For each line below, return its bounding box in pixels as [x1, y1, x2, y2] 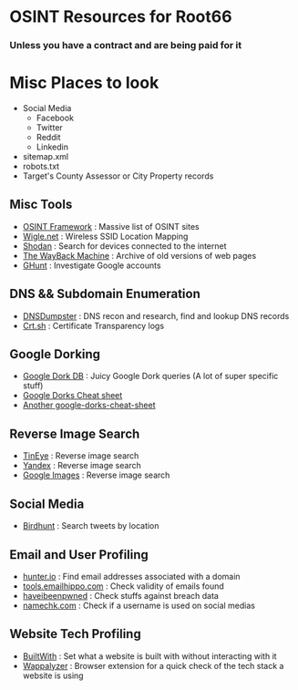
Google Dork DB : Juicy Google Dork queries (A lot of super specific [22, 371, 279, 382]
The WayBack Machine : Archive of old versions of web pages [22, 250, 257, 261]
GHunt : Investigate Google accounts [22, 260, 161, 271]
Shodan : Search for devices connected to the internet [22, 240, 227, 252]
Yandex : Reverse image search [22, 460, 141, 471]
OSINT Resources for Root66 [9, 6, 232, 27]
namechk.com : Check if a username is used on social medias [22, 600, 255, 611]
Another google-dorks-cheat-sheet [22, 399, 157, 411]
